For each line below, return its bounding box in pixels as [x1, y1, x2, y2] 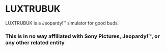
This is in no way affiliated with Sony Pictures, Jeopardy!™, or [5, 33, 160, 40]
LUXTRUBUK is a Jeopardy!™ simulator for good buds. [5, 20, 119, 26]
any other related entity [5, 39, 65, 46]
